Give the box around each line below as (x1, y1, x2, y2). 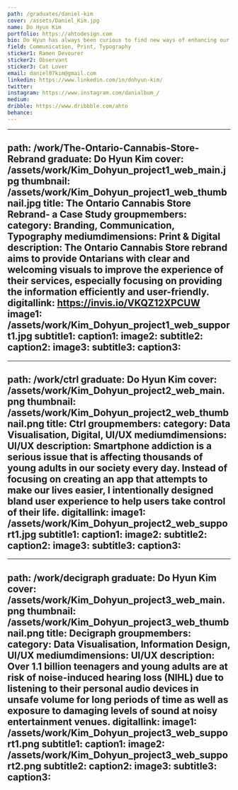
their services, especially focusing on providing (7, 275, 222, 287)
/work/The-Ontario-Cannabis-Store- (33, 142, 200, 154)
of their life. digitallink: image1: (7, 506, 147, 518)
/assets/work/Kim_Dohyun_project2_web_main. (7, 384, 225, 397)
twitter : (7, 83, 33, 90)
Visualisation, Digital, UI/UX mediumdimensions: (7, 429, 227, 441)
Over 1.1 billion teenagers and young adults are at (7, 660, 228, 672)
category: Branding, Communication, (7, 220, 175, 232)
